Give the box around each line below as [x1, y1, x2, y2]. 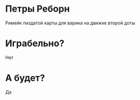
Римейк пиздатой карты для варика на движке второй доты [5, 20, 135, 26]
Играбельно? [5, 38, 64, 49]
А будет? [5, 72, 45, 84]
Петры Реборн [5, 3, 70, 15]
